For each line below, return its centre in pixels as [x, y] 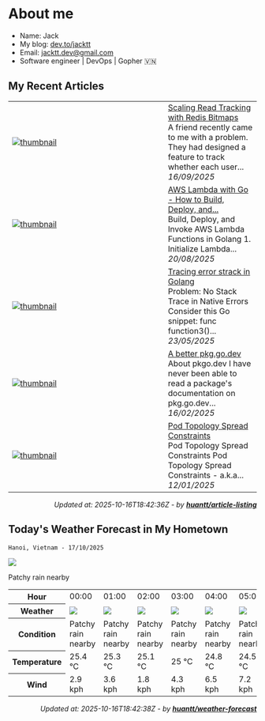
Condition [37, 635]
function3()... [192, 330]
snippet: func [192, 321]
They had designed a [207, 147]
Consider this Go [199, 311]
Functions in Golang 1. [210, 239]
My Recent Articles [56, 87]
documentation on [202, 393]
